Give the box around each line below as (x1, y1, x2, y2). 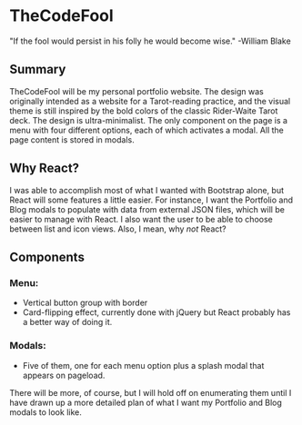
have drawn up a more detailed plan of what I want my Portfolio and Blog (9, 397, 282, 408)
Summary (9, 62, 66, 77)
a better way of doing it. (22, 317, 113, 328)
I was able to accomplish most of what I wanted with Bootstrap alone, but (9, 184, 285, 195)
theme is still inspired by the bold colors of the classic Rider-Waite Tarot (9, 105, 278, 116)
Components (9, 249, 85, 264)
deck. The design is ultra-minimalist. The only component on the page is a (9, 114, 288, 125)
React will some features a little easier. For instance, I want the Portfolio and (9, 194, 294, 205)
